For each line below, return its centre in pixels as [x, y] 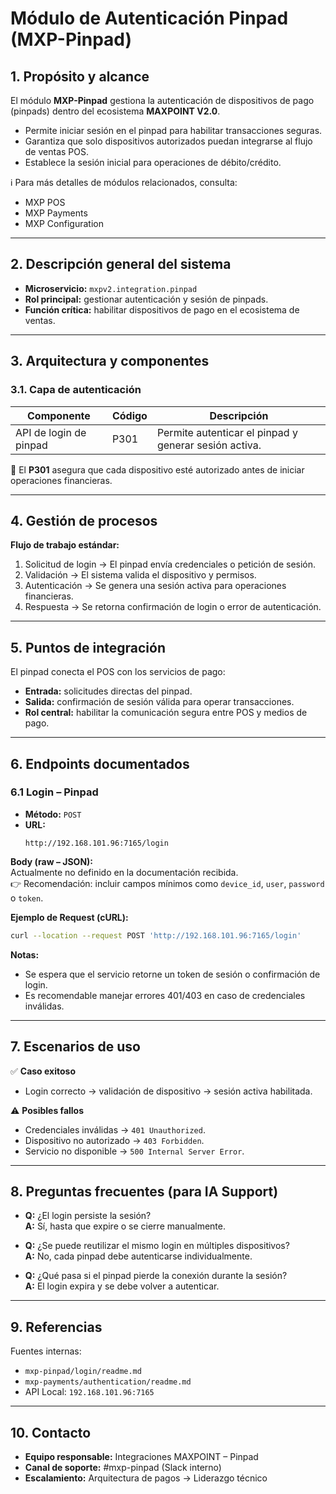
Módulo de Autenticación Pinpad [149, 18]
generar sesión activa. [209, 445]
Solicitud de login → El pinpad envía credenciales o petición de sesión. [170, 564]
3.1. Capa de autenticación [76, 390]
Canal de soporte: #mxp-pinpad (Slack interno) [123, 1467]
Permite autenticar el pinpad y [227, 432]
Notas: [25, 954]
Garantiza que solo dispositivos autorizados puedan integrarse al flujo [168, 141]
